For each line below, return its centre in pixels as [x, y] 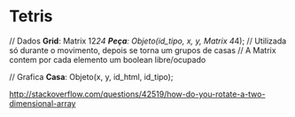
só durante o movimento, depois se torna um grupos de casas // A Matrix [143, 50]
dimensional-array [43, 103]
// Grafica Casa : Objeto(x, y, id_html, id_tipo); [91, 76]
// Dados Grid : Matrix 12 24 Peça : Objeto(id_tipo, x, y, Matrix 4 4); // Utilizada [148, 41]
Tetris [31, 16]
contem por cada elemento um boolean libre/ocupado [108, 59]
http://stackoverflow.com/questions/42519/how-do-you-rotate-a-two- [137, 94]
